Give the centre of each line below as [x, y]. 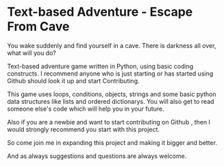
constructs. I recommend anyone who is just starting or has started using [110, 74]
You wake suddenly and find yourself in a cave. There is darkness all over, [112, 45]
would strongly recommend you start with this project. [83, 129]
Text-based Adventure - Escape [100, 12]
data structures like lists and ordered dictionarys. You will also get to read [111, 101]
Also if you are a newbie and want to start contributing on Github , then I [109, 122]
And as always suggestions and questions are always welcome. [97, 156]
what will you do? [32, 53]
